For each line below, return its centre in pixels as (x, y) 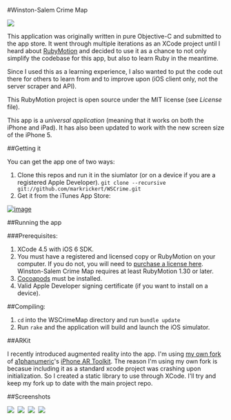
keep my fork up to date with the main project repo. (80, 383)
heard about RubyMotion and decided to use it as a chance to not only (107, 51)
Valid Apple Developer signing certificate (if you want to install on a (112, 286)
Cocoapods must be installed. (59, 278)
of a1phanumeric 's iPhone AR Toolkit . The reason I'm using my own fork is (112, 361)
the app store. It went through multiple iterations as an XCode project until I (114, 43)
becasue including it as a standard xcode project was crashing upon (104, 369)
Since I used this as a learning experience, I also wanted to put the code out (115, 71)
